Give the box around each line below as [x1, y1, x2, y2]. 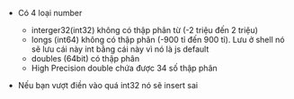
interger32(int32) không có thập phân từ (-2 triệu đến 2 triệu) [31, 25, 259, 35]
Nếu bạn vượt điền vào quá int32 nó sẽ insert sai [17, 80, 199, 90]
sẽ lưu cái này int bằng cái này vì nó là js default [31, 44, 209, 54]
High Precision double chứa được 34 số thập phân [31, 62, 218, 73]
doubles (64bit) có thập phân [31, 54, 140, 63]
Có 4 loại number [17, 8, 83, 18]
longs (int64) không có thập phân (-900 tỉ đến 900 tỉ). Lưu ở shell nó [31, 35, 285, 45]
